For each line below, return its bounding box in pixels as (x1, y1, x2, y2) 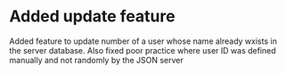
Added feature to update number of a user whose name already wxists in (9, 36, 278, 46)
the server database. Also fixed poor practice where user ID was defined (9, 45, 276, 55)
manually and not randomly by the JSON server (9, 54, 184, 65)
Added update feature (9, 6, 176, 27)
